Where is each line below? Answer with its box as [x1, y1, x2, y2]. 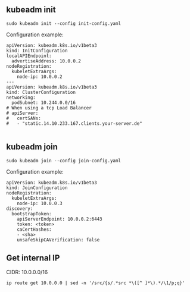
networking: [6, 95, 36, 101]
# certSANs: [6, 115, 42, 121]
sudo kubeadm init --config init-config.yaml [6, 20, 121, 26]
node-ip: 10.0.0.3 [17, 200, 63, 206]
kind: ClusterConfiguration [6, 89, 76, 95]
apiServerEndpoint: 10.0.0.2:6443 [17, 216, 102, 222]
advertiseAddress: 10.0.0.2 [11, 58, 82, 64]
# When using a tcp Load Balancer [6, 105, 92, 111]
